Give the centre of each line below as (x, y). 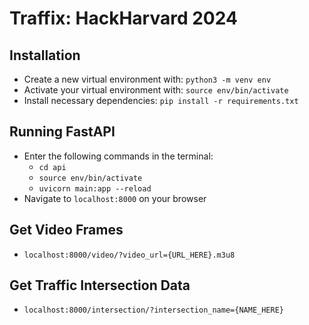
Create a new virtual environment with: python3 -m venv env (147, 79)
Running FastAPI (62, 132)
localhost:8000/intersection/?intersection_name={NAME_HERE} (154, 310)
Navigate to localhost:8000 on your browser (115, 198)
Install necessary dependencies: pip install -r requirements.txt (161, 100)
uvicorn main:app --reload (95, 188)
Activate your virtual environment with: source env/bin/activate (156, 90)
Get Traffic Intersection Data (100, 285)
